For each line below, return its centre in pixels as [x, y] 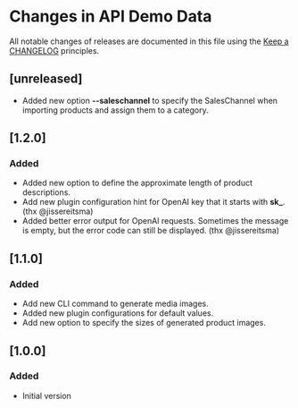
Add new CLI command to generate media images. [116, 304]
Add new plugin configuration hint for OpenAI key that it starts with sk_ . [153, 202]
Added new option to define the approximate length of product [137, 183]
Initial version [46, 395]
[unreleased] [46, 79]
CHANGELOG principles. [54, 50]
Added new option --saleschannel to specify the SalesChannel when [150, 100]
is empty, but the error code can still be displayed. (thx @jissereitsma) [150, 231]
